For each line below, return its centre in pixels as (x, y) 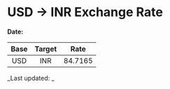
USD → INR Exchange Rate (85, 12)
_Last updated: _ (31, 78)
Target (46, 48)
